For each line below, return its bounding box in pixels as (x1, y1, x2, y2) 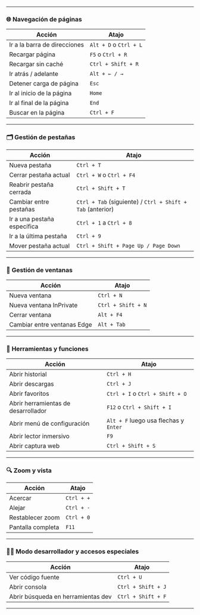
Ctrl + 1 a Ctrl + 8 (76, 219, 132, 227)
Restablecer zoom (9, 513, 60, 522)
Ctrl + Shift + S (107, 442, 156, 450)
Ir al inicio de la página (9, 89, 72, 97)
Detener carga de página (9, 79, 79, 88)
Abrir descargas (9, 380, 55, 388)
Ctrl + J (107, 380, 132, 388)
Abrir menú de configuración (9, 419, 90, 428)
